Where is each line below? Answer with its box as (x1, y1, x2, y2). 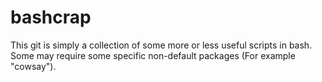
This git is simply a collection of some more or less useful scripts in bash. (10, 39, 313, 51)
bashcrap (10, 6, 92, 29)
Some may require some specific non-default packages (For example (10, 49, 296, 61)
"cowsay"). (10, 60, 57, 72)
